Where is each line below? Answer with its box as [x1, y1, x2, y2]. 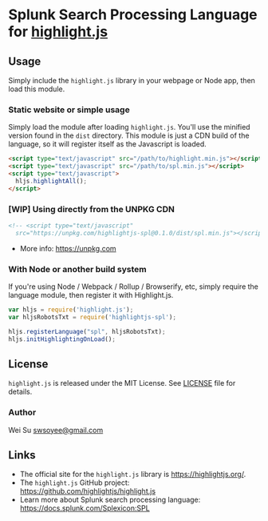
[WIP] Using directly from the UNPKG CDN [8, 203, 175, 214]
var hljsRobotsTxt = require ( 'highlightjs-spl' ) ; [8, 313, 177, 321]
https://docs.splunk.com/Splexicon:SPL [19, 503, 150, 513]
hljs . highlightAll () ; [15, 177, 88, 185]
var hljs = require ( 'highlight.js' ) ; [8, 306, 134, 314]
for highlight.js [8, 22, 108, 41]
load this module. [8, 84, 65, 94]
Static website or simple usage [8, 104, 130, 115]
